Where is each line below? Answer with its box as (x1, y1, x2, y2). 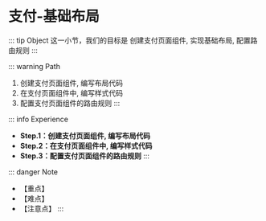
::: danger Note (8, 166, 59, 177)
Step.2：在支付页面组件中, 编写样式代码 (19, 141, 153, 150)
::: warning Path (8, 61, 60, 71)
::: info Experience (8, 114, 68, 124)
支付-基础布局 (8, 7, 100, 26)
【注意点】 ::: (19, 203, 64, 213)
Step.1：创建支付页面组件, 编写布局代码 (19, 130, 151, 141)
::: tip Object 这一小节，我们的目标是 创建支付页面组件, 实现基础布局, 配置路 (8, 35, 258, 45)
